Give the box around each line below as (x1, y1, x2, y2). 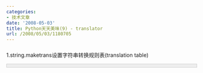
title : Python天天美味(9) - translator (6, 25, 103, 32)
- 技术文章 (6, 14, 30, 20)
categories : (6, 8, 36, 15)
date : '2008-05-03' (6, 20, 56, 26)
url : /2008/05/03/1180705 (6, 31, 71, 37)
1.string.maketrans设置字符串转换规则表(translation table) (6, 51, 149, 59)
